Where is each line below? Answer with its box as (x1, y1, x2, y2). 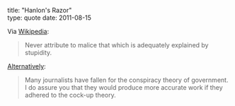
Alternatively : (7, 62, 46, 70)
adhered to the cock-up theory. (24, 91, 116, 99)
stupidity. (24, 49, 52, 57)
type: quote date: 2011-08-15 (7, 13, 92, 22)
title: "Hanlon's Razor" (7, 6, 72, 14)
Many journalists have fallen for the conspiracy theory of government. (24, 76, 229, 84)
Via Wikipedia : (7, 28, 50, 35)
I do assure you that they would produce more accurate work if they (24, 83, 223, 91)
